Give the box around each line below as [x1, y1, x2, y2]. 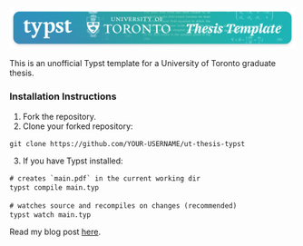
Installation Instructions [9, 90, 117, 103]
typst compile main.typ [9, 182, 100, 192]
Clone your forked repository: [22, 121, 133, 132]
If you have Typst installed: [22, 155, 124, 166]
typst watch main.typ [9, 210, 92, 220]
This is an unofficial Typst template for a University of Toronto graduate [9, 58, 277, 69]
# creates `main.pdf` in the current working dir [9, 173, 201, 183]
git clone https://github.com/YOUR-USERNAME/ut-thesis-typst [9, 139, 246, 148]
